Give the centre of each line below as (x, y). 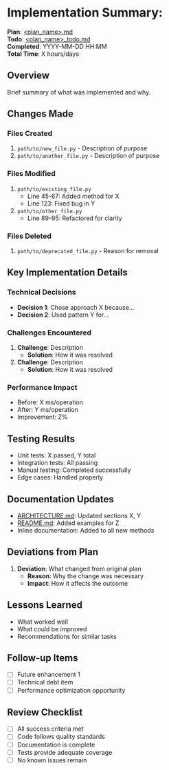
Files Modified (32, 174)
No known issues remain (52, 760)
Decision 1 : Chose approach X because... (76, 307)
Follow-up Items (43, 658)
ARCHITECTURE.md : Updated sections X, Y (79, 515)
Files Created (30, 134)
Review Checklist (45, 712)
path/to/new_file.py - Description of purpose (82, 148)
